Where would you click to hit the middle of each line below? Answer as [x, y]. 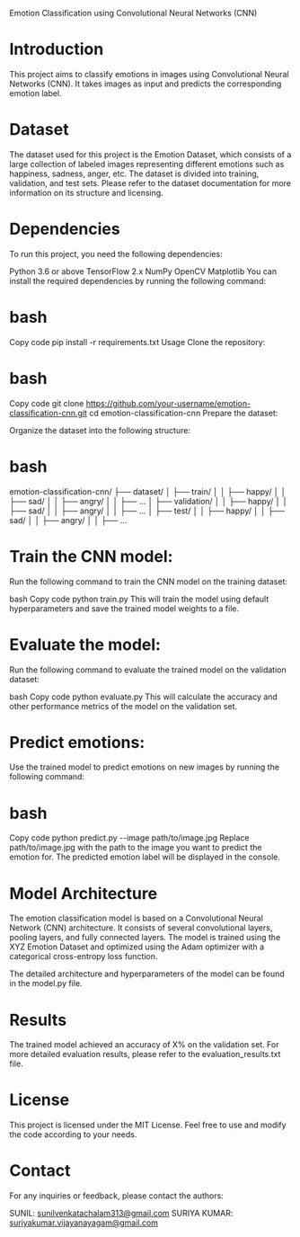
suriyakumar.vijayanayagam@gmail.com [84, 1223]
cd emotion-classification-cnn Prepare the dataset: [184, 413]
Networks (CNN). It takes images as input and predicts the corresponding [146, 84]
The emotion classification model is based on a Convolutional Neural [136, 918]
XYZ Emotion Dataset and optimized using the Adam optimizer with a [137, 947]
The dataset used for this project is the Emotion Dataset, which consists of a [150, 154]
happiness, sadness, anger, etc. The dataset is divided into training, [134, 174]
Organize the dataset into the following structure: [100, 430]
